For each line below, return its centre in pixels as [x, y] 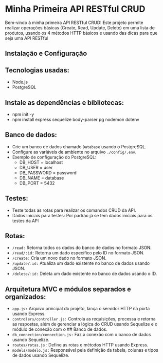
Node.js [20, 82]
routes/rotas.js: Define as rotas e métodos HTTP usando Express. [80, 345]
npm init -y [23, 114]
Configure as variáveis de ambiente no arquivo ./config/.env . [74, 152]
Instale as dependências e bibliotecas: [64, 102]
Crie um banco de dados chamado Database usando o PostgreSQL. [79, 147]
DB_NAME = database [42, 178]
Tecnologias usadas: [37, 70]
